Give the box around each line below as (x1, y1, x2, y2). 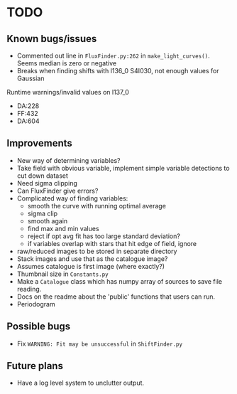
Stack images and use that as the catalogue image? (16, 254, 168, 263)
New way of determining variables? (16, 156, 121, 164)
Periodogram (16, 299, 55, 308)
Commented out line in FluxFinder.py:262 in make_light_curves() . (16, 51, 210, 60)
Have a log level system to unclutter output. (16, 378, 145, 388)
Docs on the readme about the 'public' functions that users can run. (16, 292, 216, 301)
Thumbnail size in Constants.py (16, 270, 109, 278)
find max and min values (27, 224, 100, 233)
